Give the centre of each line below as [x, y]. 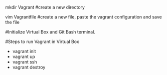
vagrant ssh [25, 62]
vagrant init [24, 51]
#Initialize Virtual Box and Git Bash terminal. [50, 32]
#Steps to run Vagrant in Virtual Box [42, 41]
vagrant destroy [29, 67]
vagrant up [24, 56]
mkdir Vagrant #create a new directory [45, 7]
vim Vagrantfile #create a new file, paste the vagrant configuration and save [83, 17]
